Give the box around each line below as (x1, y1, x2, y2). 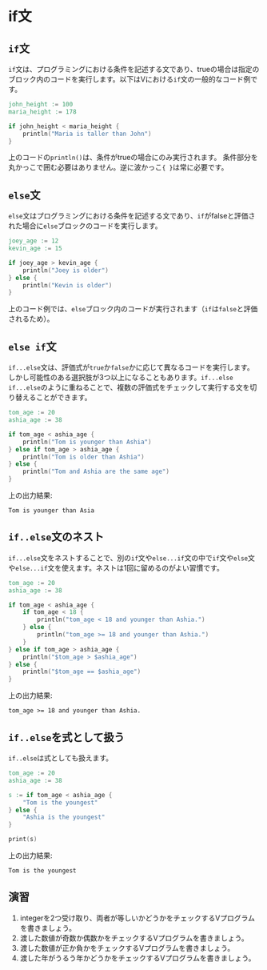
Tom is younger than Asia (8, 507, 94, 515)
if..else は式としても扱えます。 (8, 753, 114, 763)
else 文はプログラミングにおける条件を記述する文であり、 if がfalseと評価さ (8, 211, 256, 221)
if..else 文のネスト (8, 530, 104, 544)
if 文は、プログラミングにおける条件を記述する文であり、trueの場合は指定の (8, 65, 260, 74)
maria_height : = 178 (8, 107, 78, 116)
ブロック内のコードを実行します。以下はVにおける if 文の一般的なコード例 (8, 74, 251, 84)
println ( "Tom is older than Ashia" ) (22, 453, 145, 461)
